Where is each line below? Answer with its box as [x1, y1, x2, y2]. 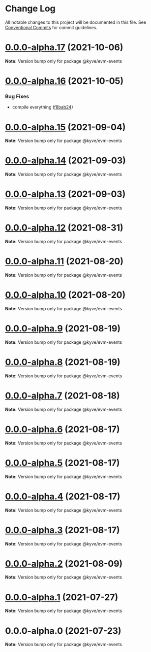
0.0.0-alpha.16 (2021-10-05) [5, 75, 124, 87]
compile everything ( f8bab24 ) [12, 104, 73, 110]
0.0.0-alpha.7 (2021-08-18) [5, 390, 120, 401]
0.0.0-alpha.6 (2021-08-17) [5, 424, 120, 435]
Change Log [5, 3, 56, 14]
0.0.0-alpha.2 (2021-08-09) [5, 558, 123, 569]
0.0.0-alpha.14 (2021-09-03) [5, 155, 126, 166]
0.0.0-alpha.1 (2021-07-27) [5, 591, 119, 603]
